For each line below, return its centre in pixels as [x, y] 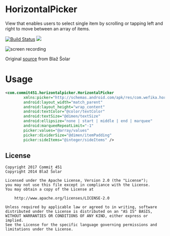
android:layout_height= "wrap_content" [64, 107]
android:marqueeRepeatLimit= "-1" [59, 126]
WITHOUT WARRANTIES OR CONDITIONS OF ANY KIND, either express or [77, 216]
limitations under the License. [39, 229]
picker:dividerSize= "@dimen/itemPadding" [68, 135]
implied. [14, 221]
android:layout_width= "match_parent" [63, 102]
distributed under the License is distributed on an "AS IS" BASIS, [79, 212]
